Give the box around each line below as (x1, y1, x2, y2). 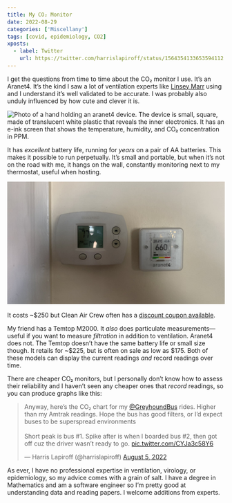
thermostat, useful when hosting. (7, 167, 101, 176)
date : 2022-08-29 (7, 18, 57, 26)
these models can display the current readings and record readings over (7, 354, 213, 363)
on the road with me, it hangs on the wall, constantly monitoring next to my (7, 160, 220, 169)
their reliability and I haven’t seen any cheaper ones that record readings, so (7, 382, 224, 390)
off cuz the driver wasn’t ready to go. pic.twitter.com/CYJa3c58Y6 (23, 439, 214, 448)
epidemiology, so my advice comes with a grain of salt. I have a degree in (7, 474, 216, 482)
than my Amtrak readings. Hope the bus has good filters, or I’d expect (23, 410, 223, 419)
